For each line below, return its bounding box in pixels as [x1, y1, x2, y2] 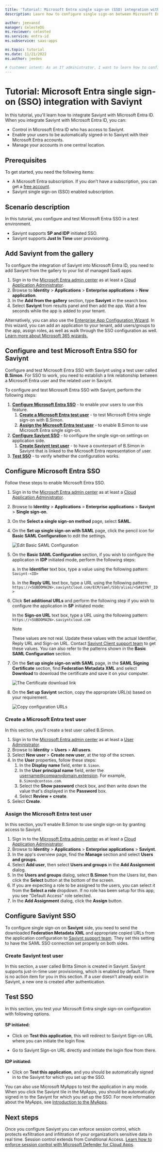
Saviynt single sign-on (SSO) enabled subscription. [12, 189, 114, 195]
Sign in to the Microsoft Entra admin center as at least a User [12, 736, 134, 742]
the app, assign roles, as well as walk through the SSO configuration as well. [5, 327, 158, 333]
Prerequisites [5, 156, 47, 164]
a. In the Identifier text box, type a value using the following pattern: [12, 566, 149, 572]
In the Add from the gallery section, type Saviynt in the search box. [12, 297, 148, 303]
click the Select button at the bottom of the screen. [12, 877, 115, 883]
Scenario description [5, 203, 70, 211]
